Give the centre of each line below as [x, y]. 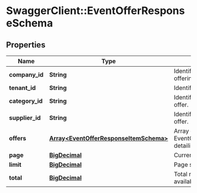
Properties [26, 45]
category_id [26, 101]
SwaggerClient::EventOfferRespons [96, 11]
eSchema [30, 23]
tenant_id [23, 88]
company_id [26, 75]
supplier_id [25, 118]
